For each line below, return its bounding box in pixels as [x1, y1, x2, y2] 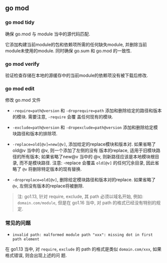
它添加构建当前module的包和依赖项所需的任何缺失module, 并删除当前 [5, 41, 148, 47]
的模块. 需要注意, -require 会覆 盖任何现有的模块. [12, 114, 113, 120]
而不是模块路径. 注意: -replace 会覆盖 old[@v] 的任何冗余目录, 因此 [19, 160, 155, 166]
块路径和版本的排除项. [12, 131, 58, 136]
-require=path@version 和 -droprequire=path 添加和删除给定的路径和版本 [12, 108, 162, 114]
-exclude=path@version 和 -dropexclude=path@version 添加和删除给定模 [12, 125, 158, 131]
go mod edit [5, 85, 35, 92]
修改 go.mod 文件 [5, 97, 41, 103]
